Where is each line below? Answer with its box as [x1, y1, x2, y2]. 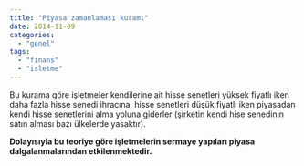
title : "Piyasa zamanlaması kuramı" [9, 13, 149, 23]
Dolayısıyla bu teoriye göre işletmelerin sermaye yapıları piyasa [9, 136, 256, 147]
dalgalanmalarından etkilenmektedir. [9, 145, 152, 156]
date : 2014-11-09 [9, 22, 76, 31]
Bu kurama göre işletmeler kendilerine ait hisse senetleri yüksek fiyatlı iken [9, 88, 290, 100]
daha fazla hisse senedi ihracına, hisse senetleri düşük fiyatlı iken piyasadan [9, 99, 296, 109]
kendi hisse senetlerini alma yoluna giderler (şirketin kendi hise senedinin [9, 109, 285, 119]
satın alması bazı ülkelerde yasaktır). [9, 118, 146, 129]
